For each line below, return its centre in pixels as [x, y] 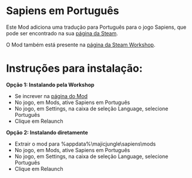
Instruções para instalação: [74, 68]
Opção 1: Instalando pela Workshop [50, 85]
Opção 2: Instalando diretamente [47, 132]
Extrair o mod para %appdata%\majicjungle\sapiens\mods [85, 144]
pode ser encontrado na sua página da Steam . [62, 33]
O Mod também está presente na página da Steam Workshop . [81, 45]
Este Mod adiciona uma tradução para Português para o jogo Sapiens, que [96, 27]
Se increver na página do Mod [51, 96]
